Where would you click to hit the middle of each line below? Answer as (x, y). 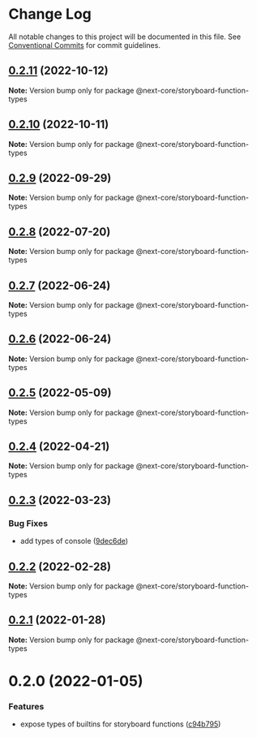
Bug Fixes (28, 523)
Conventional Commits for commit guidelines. (84, 45)
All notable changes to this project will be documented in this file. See (125, 37)
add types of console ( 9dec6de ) (74, 541)
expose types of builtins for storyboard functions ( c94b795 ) (120, 724)
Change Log (50, 14)
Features (26, 706)
